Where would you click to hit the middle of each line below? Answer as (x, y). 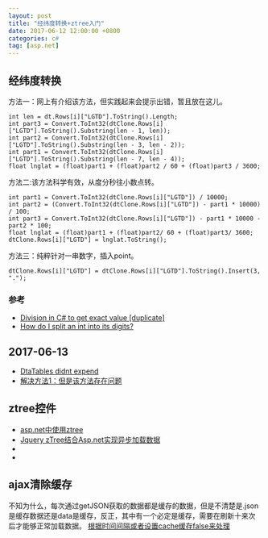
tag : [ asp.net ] (34, 46)
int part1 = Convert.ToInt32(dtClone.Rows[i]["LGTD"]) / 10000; (118, 197)
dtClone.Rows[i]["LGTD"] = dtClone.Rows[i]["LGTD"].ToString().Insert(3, (135, 271)
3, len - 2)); (161, 145)
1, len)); (155, 131)
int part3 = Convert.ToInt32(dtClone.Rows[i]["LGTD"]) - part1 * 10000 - (135, 219)
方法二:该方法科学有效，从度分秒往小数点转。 (84, 181)
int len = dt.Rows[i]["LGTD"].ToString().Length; (93, 117)
